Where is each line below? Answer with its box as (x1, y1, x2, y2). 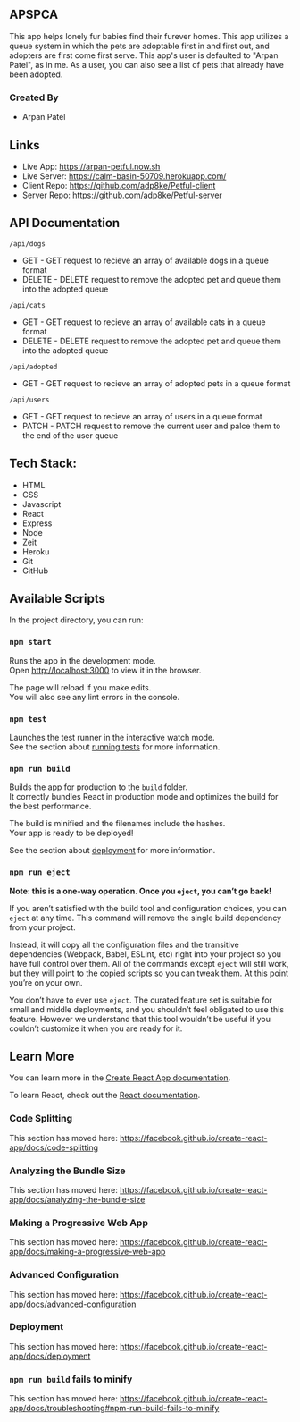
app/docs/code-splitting (9, 1142, 99, 1153)
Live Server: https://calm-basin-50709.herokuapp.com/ (21, 170, 227, 182)
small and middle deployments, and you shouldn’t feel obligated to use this (9, 1003, 284, 1014)
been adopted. (9, 69, 63, 80)
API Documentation (9, 216, 121, 231)
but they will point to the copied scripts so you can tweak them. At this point (9, 968, 288, 978)
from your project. (9, 921, 76, 933)
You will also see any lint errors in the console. (9, 691, 180, 702)
